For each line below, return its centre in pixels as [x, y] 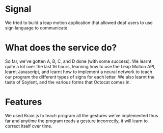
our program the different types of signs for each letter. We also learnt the [80, 77]
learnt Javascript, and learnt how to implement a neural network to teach [79, 72]
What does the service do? [61, 48]
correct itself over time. [29, 126]
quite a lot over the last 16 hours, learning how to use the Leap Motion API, [80, 66]
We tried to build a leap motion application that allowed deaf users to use [79, 23]
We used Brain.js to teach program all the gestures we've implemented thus [81, 115]
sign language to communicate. [37, 27]
